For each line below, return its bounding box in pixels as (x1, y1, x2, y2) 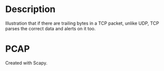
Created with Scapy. (5, 59, 48, 66)
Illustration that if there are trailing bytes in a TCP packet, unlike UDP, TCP (5, 20, 159, 26)
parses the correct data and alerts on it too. (5, 25, 96, 31)
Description (5, 4, 56, 15)
